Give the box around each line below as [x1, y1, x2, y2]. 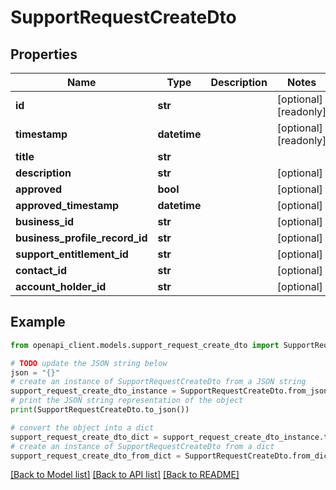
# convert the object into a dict [10, 422, 155, 433]
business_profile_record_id [15, 231, 148, 245]
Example [10, 314, 66, 331]
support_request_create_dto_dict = [10, 432, 159, 442]
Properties [10, 46, 78, 63]
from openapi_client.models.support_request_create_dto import [10, 340, 280, 350]
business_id [15, 215, 75, 228]
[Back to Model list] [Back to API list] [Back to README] [10, 469, 240, 481]
